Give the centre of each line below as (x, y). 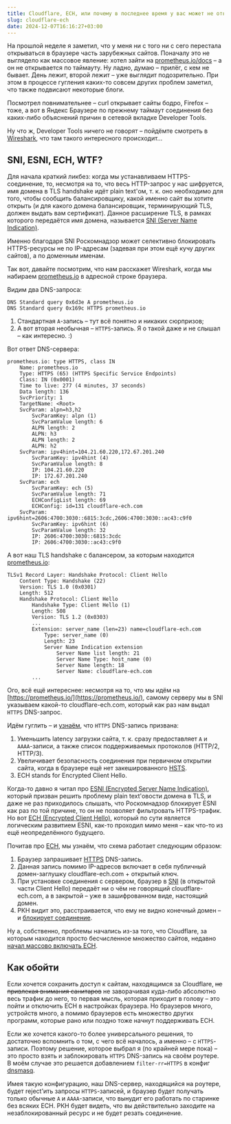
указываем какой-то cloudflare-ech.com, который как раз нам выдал (108, 705)
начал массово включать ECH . (53, 946)
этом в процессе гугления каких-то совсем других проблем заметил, (110, 83)
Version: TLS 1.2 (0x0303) (70, 617)
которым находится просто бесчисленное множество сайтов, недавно (112, 939)
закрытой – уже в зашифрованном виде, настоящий (132, 896)
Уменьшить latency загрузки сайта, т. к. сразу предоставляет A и (112, 739)
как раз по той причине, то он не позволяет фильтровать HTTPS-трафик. (114, 811)
